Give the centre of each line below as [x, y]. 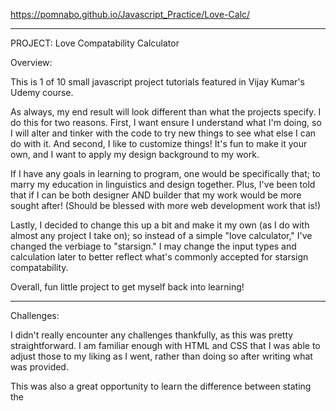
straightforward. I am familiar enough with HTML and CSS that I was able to [165, 345]
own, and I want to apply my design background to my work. [135, 154]
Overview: [31, 62]
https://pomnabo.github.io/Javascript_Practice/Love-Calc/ [130, 14]
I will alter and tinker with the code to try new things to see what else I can [163, 133]
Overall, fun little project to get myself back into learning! [127, 287]
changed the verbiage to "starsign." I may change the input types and [153, 246]
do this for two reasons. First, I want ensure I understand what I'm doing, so [166, 122]
